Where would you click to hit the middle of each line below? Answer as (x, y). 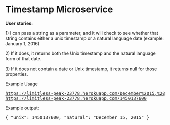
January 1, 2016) (23, 43)
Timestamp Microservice (59, 9)
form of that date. (24, 58)
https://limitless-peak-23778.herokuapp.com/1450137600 (76, 98)
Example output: (22, 108)
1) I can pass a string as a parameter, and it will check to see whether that (82, 33)
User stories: (19, 23)
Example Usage (22, 84)
